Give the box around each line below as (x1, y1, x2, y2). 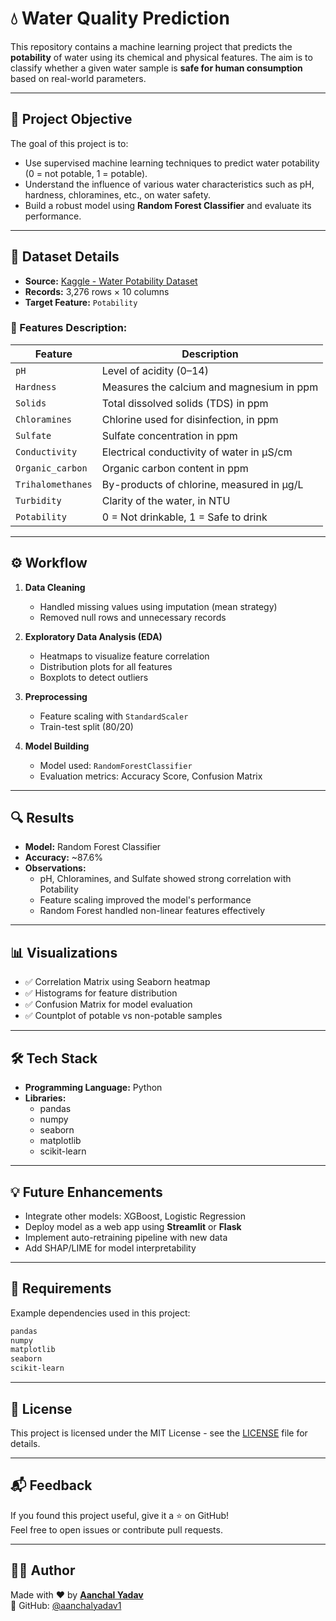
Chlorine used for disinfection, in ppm (101, 412, 279, 426)
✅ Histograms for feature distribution (24, 987, 178, 999)
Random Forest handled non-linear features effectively (39, 905, 265, 917)
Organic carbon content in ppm (101, 461, 249, 475)
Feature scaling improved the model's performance (39, 894, 252, 906)
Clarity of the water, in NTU (101, 493, 231, 507)
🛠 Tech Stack (10, 1050, 98, 1067)
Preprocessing (24, 690, 88, 702)
